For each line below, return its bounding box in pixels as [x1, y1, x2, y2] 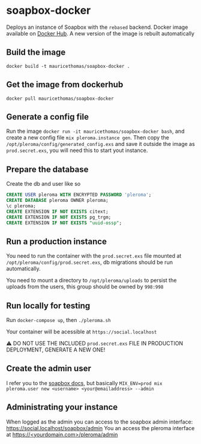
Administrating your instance [6, 402, 118, 412]
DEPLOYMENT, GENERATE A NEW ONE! [6, 346, 106, 353]
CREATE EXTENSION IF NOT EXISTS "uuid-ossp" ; [6, 220, 122, 226]
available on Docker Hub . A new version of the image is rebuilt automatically [6, 29, 195, 37]
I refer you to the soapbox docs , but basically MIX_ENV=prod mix [6, 379, 163, 386]
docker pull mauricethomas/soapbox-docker [6, 96, 114, 102]
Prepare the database [6, 164, 89, 174]
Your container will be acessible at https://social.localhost [6, 328, 157, 335]
